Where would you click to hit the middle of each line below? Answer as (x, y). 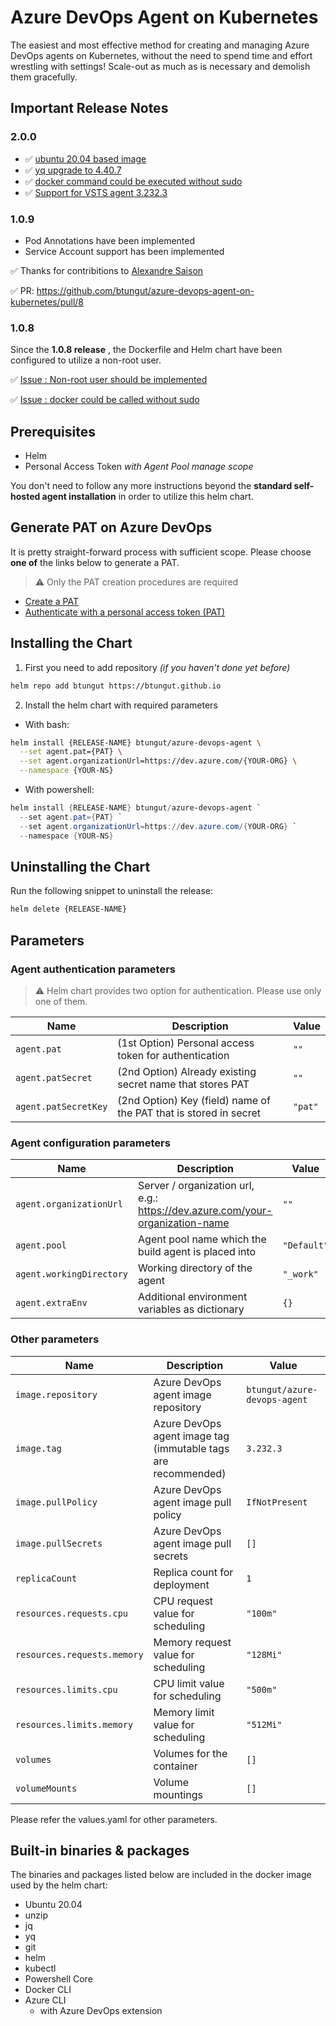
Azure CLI (45, 2000)
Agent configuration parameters (90, 1143)
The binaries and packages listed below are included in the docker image (161, 1875)
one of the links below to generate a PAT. (95, 562)
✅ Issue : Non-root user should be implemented (109, 380)
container (175, 1766)
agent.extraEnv (51, 1303)
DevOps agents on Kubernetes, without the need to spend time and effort (161, 55)
